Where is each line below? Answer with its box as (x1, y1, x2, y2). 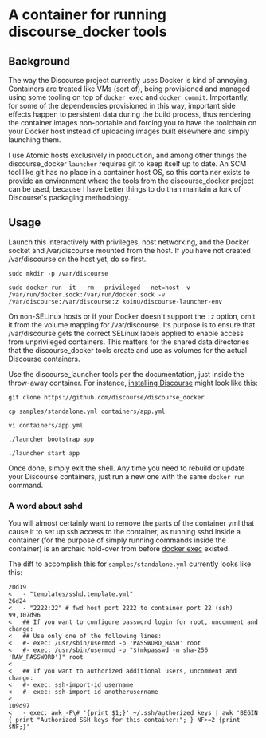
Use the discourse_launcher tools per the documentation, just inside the (8, 369, 244, 379)
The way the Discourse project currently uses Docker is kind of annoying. (8, 76, 249, 85)
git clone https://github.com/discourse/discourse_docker (8, 393, 205, 401)
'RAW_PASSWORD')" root (8, 653, 84, 661)
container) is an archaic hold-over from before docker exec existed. (8, 544, 230, 553)
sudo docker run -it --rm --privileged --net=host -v (8, 284, 191, 292)
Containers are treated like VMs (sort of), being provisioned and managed (8, 84, 251, 93)
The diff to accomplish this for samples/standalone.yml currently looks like (8, 559, 252, 569)
